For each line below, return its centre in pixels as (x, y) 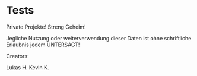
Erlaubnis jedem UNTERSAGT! (43, 45)
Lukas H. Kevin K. (28, 67)
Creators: (18, 56)
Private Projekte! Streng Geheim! (46, 27)
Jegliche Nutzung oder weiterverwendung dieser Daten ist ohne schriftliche (99, 38)
